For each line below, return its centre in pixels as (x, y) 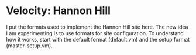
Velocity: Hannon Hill (59, 11)
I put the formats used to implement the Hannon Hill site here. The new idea (97, 27)
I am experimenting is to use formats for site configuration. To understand (95, 33)
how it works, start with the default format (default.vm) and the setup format (98, 39)
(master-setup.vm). (29, 46)
